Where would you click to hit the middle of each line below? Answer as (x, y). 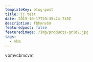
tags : (11, 37)
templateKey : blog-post (29, 10)
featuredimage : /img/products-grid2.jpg (47, 32)
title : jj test (21, 14)
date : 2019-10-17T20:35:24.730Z (38, 19)
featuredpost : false (26, 28)
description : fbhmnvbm (28, 23)
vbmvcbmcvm (19, 55)
